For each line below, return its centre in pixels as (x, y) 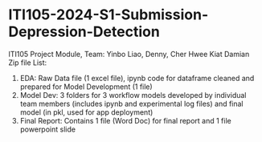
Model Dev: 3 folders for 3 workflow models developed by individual (133, 95)
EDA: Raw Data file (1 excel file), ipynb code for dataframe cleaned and (137, 78)
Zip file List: (28, 63)
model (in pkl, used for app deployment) (86, 112)
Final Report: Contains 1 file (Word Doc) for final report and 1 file (125, 120)
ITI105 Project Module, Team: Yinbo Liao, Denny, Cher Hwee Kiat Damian (129, 54)
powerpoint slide (48, 129)
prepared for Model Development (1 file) (86, 87)
